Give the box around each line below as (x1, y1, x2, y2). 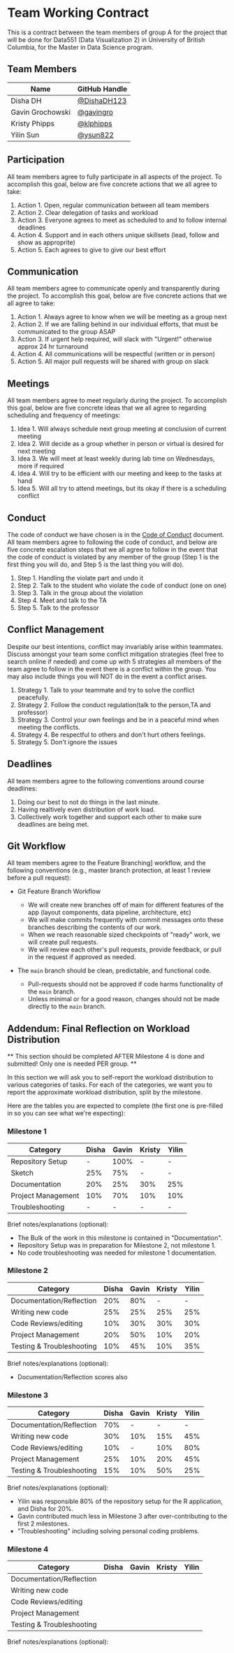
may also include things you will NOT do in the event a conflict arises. (7, 672, 207, 681)
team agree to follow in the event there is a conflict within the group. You (7, 664, 217, 673)
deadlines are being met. (17, 820, 89, 828)
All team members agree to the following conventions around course (7, 776, 205, 785)
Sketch (10, 1168, 34, 1178)
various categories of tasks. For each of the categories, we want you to (7, 1080, 213, 1089)
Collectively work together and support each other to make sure (17, 812, 202, 821)
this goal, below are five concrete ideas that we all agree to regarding (7, 404, 207, 412)
